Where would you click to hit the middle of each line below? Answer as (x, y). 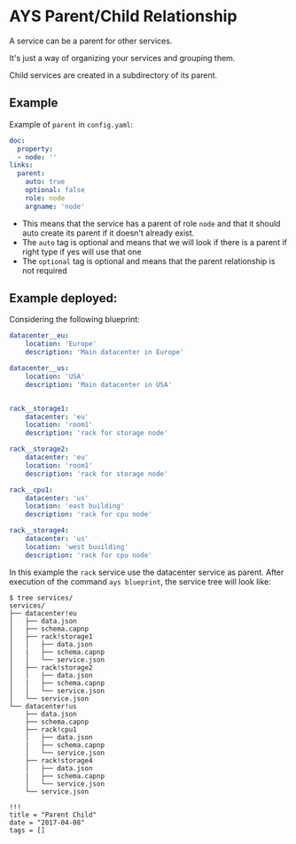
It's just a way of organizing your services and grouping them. (122, 58)
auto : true (45, 182)
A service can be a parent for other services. (91, 41)
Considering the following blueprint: (74, 320)
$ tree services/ (41, 598)
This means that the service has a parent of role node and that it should (151, 223)
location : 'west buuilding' (77, 546)
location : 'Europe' (61, 344)
